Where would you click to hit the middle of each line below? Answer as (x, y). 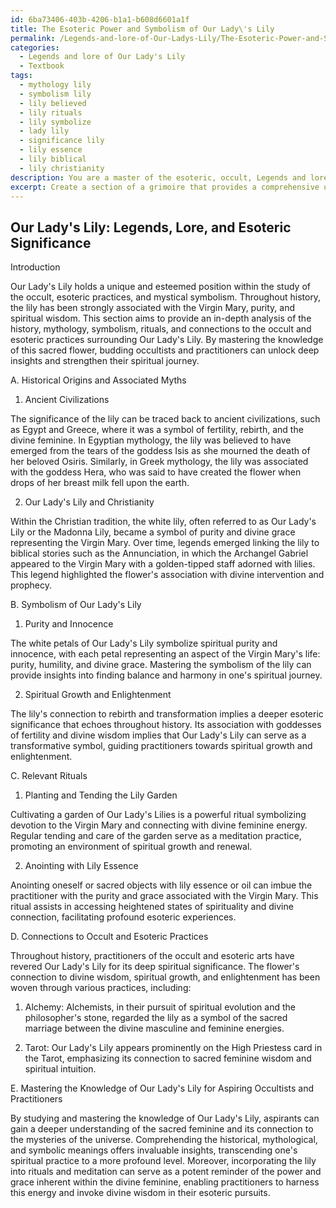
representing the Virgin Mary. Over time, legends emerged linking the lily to (165, 543)
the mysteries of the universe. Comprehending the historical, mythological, (164, 1140)
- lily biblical (53, 159)
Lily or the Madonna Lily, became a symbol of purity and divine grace (153, 532)
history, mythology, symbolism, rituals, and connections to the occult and (161, 329)
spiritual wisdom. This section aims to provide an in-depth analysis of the (161, 318)
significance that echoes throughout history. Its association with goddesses (166, 725)
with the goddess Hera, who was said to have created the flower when (156, 472)
